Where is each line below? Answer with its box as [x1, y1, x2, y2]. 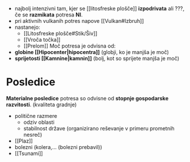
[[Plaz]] [14, 137, 34, 144]
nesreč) [23, 131, 42, 138]
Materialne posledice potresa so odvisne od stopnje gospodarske [6, 95, 169, 102]
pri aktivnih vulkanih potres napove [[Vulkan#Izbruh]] [14, 18, 144, 24]
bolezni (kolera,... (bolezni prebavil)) [14, 143, 102, 150]
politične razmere [14, 112, 58, 119]
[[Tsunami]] [14, 150, 43, 157]
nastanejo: [14, 23, 41, 31]
